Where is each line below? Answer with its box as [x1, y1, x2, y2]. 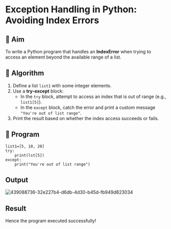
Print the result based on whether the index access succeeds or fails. [12, 115, 159, 121]
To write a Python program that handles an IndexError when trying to [5, 49, 152, 54]
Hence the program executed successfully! [5, 218, 96, 224]
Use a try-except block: [12, 88, 64, 94]
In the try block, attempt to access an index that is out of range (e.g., [20, 93, 166, 100]
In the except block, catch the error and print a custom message [20, 104, 156, 110]
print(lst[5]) [14, 152, 45, 158]
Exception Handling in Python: [5, 4, 137, 15]
